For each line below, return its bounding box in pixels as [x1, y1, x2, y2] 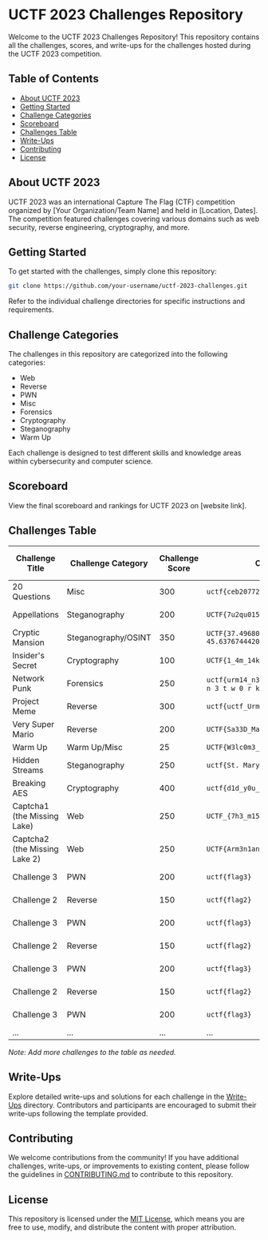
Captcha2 [12, 833, 49, 844]
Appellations [12, 609, 60, 620]
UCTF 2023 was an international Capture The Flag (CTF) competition [8, 197, 235, 207]
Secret [12, 660, 37, 671]
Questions [12, 590, 51, 602]
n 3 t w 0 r [206, 684, 252, 693]
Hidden [12, 754, 40, 765]
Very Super [12, 718, 54, 729]
